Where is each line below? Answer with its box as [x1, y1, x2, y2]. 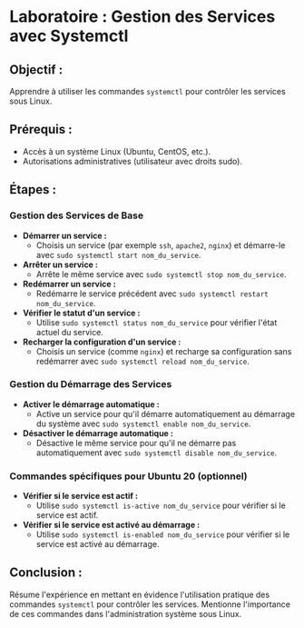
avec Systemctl [9, 25, 129, 46]
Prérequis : [9, 122, 73, 137]
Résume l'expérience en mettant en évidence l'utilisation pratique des [9, 589, 270, 600]
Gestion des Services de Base [9, 209, 143, 222]
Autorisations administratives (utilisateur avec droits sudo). [22, 155, 243, 166]
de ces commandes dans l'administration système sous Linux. [9, 608, 242, 619]
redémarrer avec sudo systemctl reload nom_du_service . [35, 355, 250, 366]
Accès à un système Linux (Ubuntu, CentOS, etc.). [22, 145, 211, 156]
